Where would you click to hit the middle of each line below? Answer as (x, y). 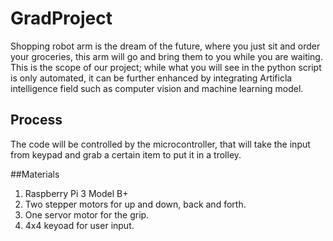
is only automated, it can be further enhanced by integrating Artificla (151, 78)
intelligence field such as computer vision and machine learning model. (157, 88)
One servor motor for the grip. (87, 214)
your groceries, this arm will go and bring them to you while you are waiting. (166, 56)
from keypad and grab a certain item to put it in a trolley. (126, 154)
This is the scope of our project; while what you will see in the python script (166, 67)
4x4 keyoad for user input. (79, 225)
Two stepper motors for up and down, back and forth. (135, 204)
